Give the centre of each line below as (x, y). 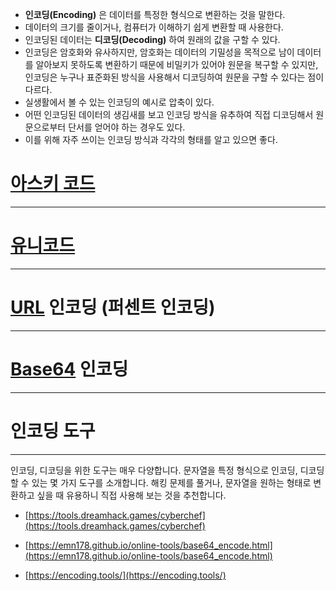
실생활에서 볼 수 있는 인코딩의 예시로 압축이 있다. (119, 102)
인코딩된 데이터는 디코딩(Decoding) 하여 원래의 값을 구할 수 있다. (152, 39)
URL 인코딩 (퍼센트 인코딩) (113, 307)
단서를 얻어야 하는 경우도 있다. (127, 127)
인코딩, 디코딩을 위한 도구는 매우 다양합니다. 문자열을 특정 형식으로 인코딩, (154, 470)
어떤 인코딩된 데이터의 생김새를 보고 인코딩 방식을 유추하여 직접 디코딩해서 (169, 114)
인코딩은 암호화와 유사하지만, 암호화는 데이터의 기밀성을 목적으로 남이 (159, 52)
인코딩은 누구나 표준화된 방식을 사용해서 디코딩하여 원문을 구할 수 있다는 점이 (174, 77)
